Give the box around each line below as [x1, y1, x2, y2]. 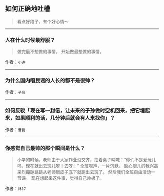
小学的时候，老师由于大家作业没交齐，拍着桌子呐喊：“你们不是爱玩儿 [17, 157, 156, 163]
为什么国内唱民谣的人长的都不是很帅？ [5, 77, 95, 84]
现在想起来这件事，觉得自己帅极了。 [31, 175, 104, 181]
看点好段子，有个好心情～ [17, 19, 69, 24]
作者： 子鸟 [5, 89, 25, 95]
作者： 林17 [5, 186, 26, 191]
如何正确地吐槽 [5, 4, 50, 13]
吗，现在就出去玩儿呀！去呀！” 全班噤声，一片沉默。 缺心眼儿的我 [17, 163, 150, 169]
